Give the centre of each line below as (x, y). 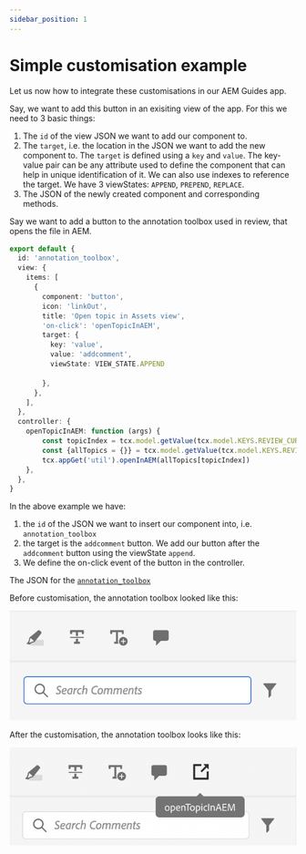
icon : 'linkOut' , (75, 306)
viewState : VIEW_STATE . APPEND (107, 365)
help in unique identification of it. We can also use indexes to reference (156, 174)
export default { (42, 249)
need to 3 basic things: (52, 118)
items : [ (42, 278)
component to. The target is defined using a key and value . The (142, 155)
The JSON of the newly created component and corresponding (141, 194)
